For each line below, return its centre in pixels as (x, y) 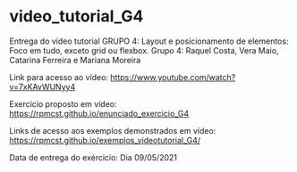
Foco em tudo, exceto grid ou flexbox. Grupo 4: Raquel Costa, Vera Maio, (144, 50)
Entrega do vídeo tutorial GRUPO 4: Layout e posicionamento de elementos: (149, 41)
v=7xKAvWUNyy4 (42, 86)
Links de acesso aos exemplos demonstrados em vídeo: (113, 130)
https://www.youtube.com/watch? (173, 77)
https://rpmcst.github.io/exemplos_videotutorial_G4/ (105, 140)
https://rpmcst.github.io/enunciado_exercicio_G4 (99, 113)
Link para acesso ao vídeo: (59, 77)
